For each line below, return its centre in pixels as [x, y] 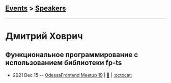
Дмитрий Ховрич [44, 36]
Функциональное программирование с [72, 55]
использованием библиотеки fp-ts [64, 63]
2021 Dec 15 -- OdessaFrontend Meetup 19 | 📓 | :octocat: [72, 75]
